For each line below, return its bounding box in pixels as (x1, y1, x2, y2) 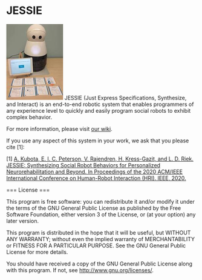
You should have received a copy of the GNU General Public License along (6, 260, 192, 267)
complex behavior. (6, 113, 53, 121)
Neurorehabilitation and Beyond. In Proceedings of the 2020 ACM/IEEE (6, 168, 183, 175)
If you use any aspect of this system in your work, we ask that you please (6, 137, 189, 144)
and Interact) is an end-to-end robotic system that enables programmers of (6, 101, 194, 108)
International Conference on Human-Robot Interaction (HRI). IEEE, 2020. (6, 174, 186, 182)
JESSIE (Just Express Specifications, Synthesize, (64, 94, 187, 101)
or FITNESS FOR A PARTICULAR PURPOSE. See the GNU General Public (6, 242, 186, 249)
